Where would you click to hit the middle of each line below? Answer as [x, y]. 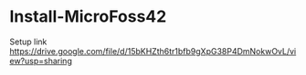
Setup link [28, 42]
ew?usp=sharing [41, 61]
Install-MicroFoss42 [88, 17]
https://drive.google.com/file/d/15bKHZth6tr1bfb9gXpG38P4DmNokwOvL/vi [153, 51]
